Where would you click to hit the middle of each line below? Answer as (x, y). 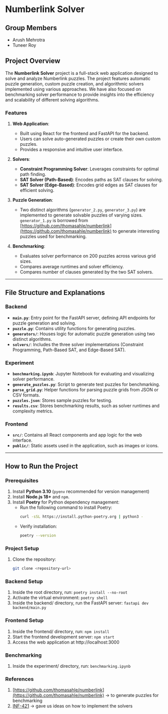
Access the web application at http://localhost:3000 (66, 642)
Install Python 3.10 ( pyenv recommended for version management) (81, 491)
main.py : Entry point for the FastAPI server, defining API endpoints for (84, 318)
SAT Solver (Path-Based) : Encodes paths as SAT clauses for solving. (91, 180)
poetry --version (38, 535)
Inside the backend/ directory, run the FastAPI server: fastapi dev (80, 603)
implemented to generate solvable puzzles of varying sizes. (81, 215)
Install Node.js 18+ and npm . (41, 497)
